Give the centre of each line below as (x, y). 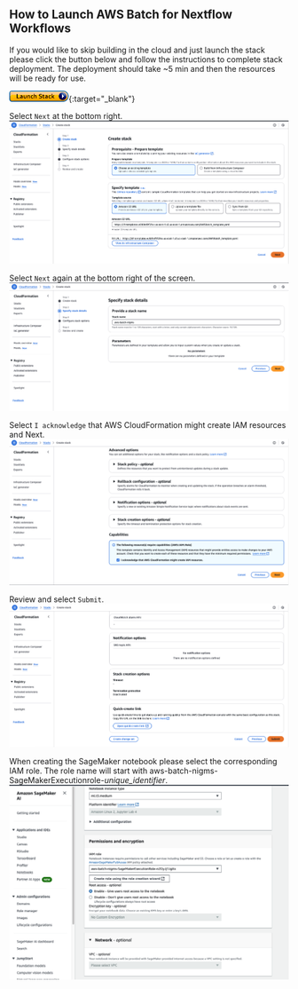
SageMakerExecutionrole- (57, 779)
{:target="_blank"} (102, 99)
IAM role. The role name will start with (78, 771)
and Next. (27, 434)
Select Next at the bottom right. (66, 115)
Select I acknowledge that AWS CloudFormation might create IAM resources (148, 424)
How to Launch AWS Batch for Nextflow (121, 15)
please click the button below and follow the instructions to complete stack (146, 59)
